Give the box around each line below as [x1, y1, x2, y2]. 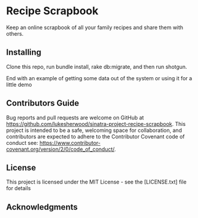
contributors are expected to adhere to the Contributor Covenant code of [6, 132, 186, 140]
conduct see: [6, 139, 39, 146]
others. [6, 30, 24, 37]
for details [6, 185, 31, 192]
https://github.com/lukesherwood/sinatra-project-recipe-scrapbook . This [6, 120, 186, 127]
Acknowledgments [6, 202, 78, 212]
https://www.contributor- [39, 139, 101, 146]
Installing [6, 48, 42, 58]
